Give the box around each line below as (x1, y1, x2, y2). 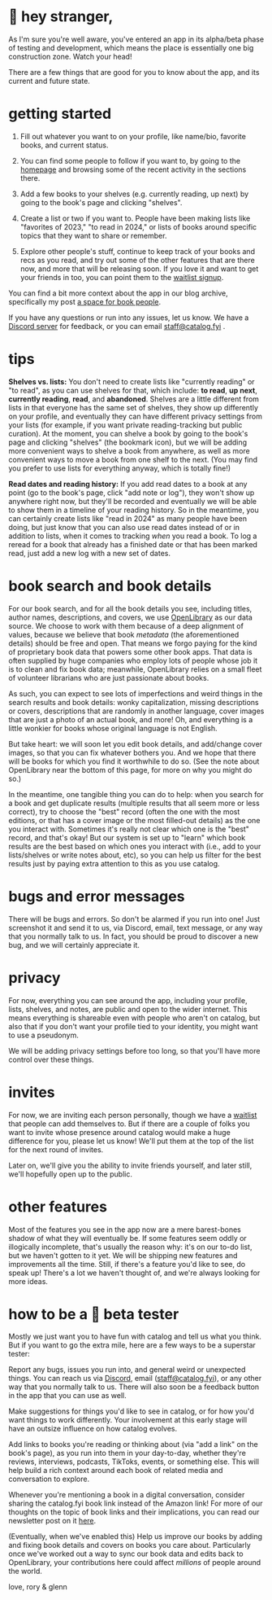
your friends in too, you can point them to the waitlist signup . (19, 272, 224, 282)
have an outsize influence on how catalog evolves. (8, 1424, 178, 1434)
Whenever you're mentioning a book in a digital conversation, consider (8, 1490, 245, 1500)
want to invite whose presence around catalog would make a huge (8, 1127, 231, 1137)
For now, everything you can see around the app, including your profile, (8, 995, 248, 1005)
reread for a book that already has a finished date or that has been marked (8, 539, 258, 549)
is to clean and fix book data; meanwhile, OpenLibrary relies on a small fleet (8, 664, 262, 674)
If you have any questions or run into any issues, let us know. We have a (8, 313, 249, 322)
